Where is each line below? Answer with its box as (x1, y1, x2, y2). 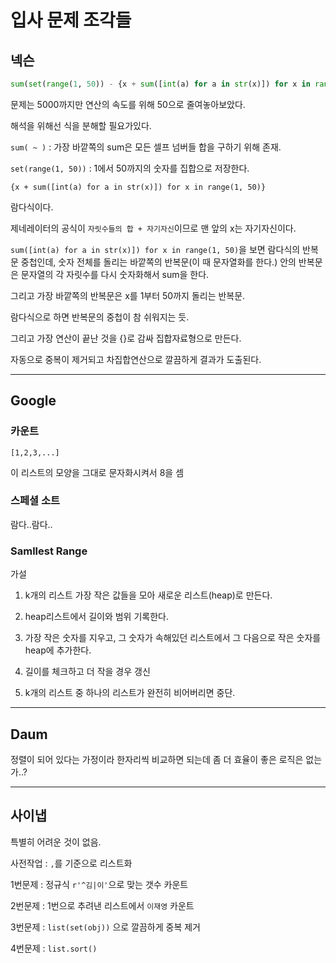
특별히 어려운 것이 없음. (10, 836, 102, 848)
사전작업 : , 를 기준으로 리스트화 (10, 857, 133, 869)
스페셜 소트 (10, 494, 61, 508)
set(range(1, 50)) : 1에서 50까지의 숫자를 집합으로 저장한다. (10, 162, 250, 174)
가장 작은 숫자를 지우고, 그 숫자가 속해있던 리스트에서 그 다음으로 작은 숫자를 (24, 632, 322, 644)
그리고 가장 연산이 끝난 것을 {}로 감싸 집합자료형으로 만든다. (10, 332, 242, 344)
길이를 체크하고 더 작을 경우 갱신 (24, 666, 151, 678)
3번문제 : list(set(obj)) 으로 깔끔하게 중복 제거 (10, 921, 201, 933)
